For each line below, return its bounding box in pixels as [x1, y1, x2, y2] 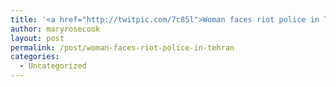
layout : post [10, 33, 65, 43]
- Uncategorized [19, 61, 87, 71]
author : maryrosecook [10, 24, 101, 34]
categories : [10, 52, 60, 62]
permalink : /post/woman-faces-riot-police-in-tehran [10, 42, 235, 53]
